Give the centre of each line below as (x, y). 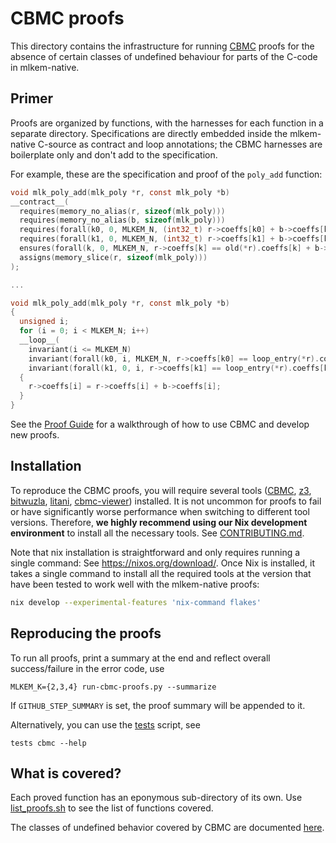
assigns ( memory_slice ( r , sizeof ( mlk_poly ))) (113, 257)
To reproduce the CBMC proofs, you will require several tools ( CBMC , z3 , (161, 490)
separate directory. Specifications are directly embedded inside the (149, 133)
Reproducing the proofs (86, 633)
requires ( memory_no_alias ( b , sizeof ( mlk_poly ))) (122, 220)
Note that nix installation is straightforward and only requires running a (155, 552)
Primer (32, 98)
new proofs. (35, 435)
